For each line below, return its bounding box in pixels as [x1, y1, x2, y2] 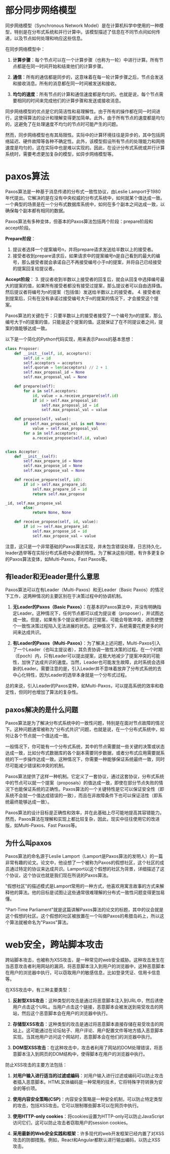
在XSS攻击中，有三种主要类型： [5, 987, 72, 993]
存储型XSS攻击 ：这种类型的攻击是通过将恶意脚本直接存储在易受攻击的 [12, 1021, 159, 1027]
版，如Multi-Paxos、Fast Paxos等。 [5, 822, 80, 828]
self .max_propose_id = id [32, 529, 87, 534]
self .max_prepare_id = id [32, 486, 87, 492]
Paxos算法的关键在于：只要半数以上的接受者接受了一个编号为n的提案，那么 [5, 312, 163, 319]
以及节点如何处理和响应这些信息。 [14, 35, 85, 41]
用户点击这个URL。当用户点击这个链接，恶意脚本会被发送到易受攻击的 [12, 1004, 159, 1010]
